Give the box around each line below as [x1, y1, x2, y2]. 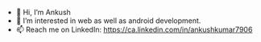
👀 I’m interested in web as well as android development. [15, 16, 201, 25]
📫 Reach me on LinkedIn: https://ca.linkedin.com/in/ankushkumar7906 [15, 25, 253, 34]
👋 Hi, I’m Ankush [15, 8, 71, 17]
